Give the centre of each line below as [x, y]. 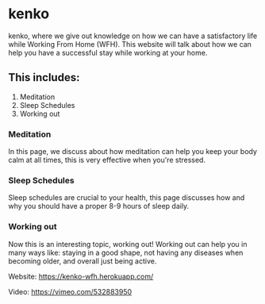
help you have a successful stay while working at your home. [108, 52]
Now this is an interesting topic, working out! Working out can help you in [128, 244]
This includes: [44, 77]
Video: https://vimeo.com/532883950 [70, 291]
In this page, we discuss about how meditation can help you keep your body [133, 152]
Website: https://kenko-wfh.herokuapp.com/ [81, 276]
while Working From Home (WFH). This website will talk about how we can [130, 44]
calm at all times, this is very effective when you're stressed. [107, 160]
